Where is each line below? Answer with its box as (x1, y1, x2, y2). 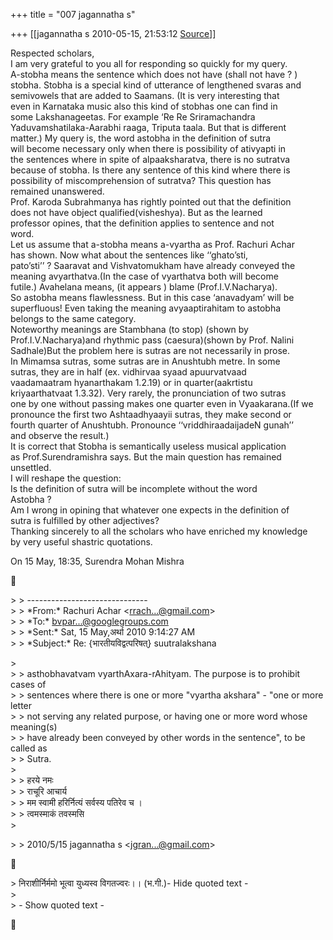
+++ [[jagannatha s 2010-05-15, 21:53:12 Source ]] (10, 28, 217, 39)
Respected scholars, (10, 47, 95, 59)
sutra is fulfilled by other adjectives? (10, 515, 160, 526)
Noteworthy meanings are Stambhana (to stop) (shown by (10, 324, 249, 335)
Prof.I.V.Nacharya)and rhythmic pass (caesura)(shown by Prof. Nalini (10, 334, 295, 346)
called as (10, 742, 48, 754)
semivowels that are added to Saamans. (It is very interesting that (10, 90, 280, 101)
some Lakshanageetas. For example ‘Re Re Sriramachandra (10, 111, 256, 123)
